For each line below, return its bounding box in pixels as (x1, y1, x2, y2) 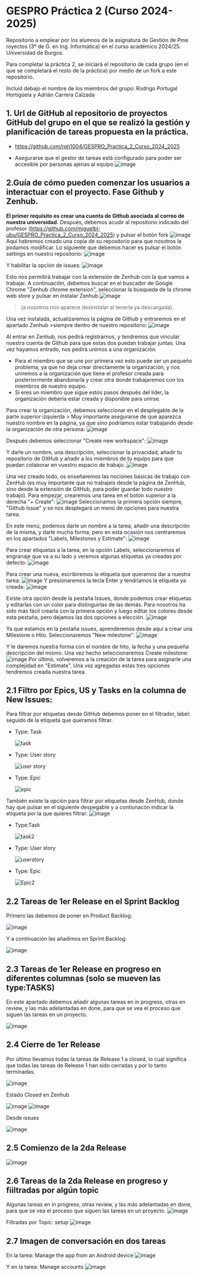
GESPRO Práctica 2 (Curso (6, 4, 139, 18)
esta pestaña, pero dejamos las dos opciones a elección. (6, 614, 145, 621)
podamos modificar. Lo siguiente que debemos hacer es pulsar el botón (6, 244, 182, 251)
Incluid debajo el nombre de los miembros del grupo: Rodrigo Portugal (6, 84, 178, 92)
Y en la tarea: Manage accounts (6, 1264, 84, 1271)
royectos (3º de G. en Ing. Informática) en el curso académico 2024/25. (6, 43, 181, 50)
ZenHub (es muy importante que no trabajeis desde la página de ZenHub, (6, 479, 186, 486)
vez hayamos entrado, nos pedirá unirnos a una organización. (6, 345, 157, 353)
